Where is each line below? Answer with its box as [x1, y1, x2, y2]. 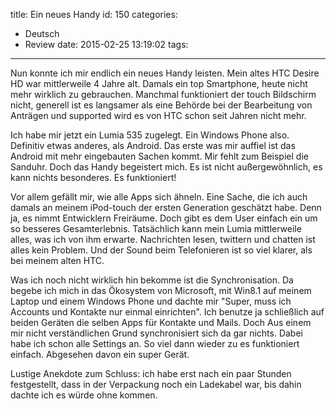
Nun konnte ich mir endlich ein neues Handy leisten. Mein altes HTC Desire [10, 67, 320, 79]
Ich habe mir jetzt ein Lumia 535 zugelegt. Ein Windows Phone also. [10, 129, 290, 141]
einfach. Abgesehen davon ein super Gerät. [10, 349, 190, 360]
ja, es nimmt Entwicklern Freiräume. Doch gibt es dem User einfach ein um [10, 212, 318, 224]
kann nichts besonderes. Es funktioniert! [10, 172, 177, 183]
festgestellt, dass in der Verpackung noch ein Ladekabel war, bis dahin [10, 379, 302, 390]
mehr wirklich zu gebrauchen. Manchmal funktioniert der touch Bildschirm [10, 89, 317, 100]
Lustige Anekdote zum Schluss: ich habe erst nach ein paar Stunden [10, 368, 292, 379]
